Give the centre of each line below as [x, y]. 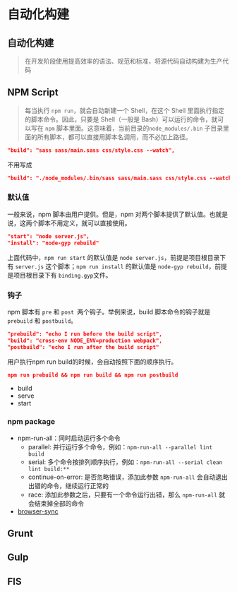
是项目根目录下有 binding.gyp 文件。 [60, 275]
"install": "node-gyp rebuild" [53, 243]
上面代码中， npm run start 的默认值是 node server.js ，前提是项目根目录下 [117, 257]
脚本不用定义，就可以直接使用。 [84, 223]
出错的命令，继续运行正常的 [68, 485]
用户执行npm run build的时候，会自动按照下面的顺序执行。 [92, 362]
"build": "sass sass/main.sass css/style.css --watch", [91, 150]
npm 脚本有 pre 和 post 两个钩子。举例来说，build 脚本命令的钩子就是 [109, 312]
